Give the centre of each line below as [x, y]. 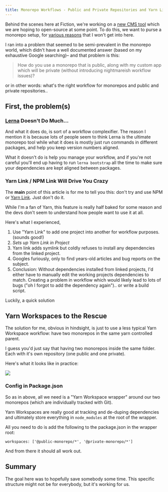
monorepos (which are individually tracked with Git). [59, 402]
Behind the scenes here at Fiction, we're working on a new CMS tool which [82, 24]
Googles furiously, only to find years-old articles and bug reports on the [86, 259]
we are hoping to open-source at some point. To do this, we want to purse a [83, 29]
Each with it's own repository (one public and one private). [65, 354]
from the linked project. [36, 253]
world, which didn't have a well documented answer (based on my [73, 50]
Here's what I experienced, [33, 222]
